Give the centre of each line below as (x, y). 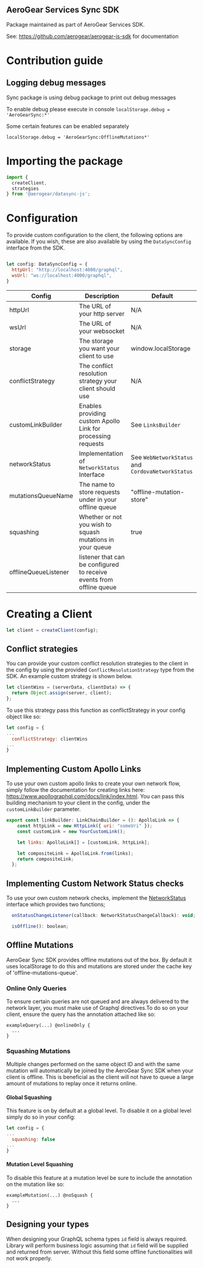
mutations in (96, 539)
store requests (99, 492)
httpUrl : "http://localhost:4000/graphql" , (67, 270)
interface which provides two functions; (56, 904)
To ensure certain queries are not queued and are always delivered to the (98, 1001)
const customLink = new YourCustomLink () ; (71, 831)
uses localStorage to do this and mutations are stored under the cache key (99, 966)
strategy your (98, 381)
